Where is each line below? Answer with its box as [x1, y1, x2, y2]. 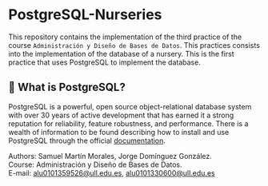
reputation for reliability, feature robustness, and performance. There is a [8, 118, 249, 129]
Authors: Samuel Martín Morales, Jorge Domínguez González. [8, 151, 212, 160]
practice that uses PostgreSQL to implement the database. [8, 57, 202, 67]
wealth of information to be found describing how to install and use [8, 127, 230, 137]
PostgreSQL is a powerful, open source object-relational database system [8, 101, 252, 111]
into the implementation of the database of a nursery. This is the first [8, 49, 234, 58]
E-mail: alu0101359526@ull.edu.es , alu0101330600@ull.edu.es [8, 168, 215, 177]
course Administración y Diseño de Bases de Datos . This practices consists [8, 40, 260, 49]
